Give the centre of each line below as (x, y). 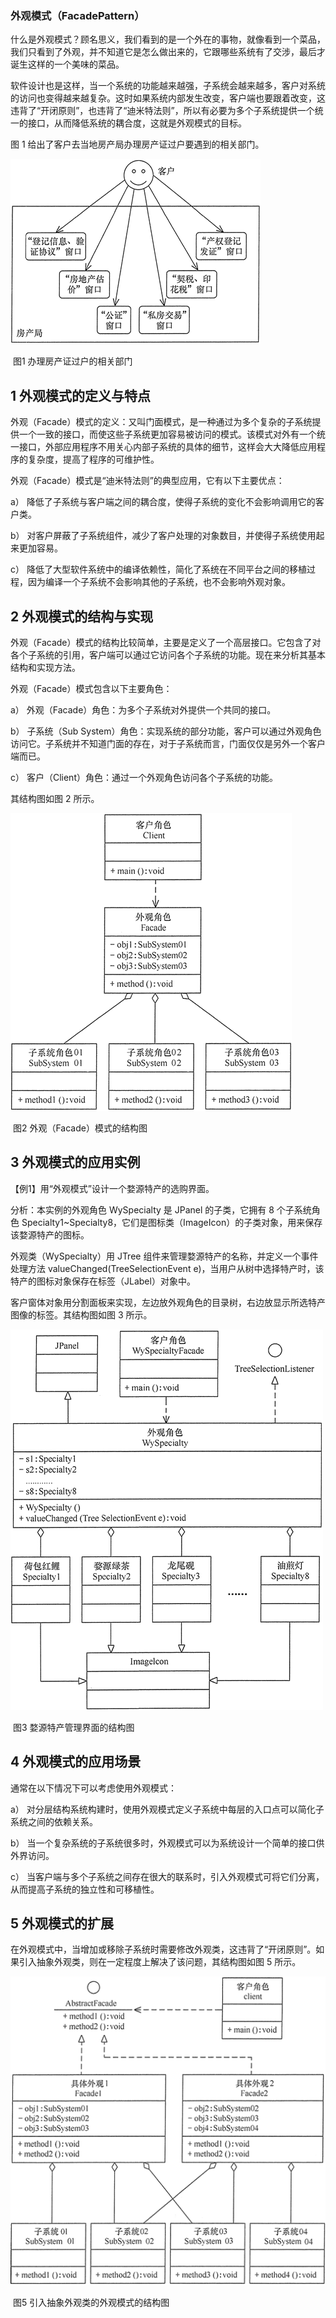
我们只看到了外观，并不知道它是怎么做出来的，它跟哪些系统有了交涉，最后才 (168, 52)
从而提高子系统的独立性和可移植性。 (85, 1889)
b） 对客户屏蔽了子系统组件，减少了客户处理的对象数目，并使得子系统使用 (163, 536)
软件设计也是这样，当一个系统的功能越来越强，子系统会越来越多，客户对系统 (168, 86)
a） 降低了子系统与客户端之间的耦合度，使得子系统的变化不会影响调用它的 (163, 502)
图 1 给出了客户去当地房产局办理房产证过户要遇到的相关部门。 (137, 144)
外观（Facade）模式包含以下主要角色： (91, 688)
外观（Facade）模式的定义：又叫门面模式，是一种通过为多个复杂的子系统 (161, 422)
